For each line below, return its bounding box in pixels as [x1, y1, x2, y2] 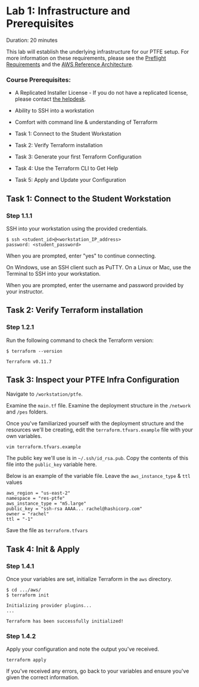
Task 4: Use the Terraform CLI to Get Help [14, 165, 119, 172]
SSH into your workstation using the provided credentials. [6, 225, 148, 232]
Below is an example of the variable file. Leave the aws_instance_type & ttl [6, 472, 191, 480]
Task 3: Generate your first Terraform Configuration [14, 153, 142, 160]
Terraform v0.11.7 [6, 359, 52, 365]
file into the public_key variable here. [6, 461, 97, 468]
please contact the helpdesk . [14, 95, 86, 102]
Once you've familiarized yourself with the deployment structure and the [6, 420, 184, 427]
